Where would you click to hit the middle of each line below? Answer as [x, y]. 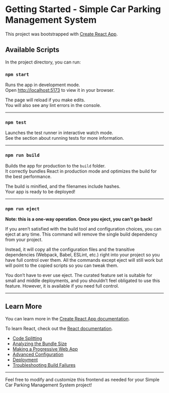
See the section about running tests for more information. [65, 138]
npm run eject [22, 209]
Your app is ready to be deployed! [40, 191]
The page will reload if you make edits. [45, 100]
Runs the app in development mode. [43, 85]
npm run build [22, 155]
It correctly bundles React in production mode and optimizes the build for [81, 171]
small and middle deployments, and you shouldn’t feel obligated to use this [82, 280]
